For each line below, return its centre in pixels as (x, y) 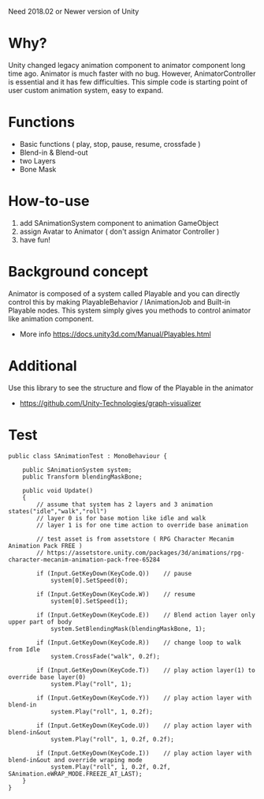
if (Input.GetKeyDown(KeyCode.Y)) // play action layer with (144, 698)
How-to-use (49, 201)
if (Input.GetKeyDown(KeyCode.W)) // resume (116, 594)
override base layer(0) (47, 677)
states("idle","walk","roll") (58, 511)
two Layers (38, 160)
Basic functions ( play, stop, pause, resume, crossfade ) (110, 144)
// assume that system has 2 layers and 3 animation (125, 505)
